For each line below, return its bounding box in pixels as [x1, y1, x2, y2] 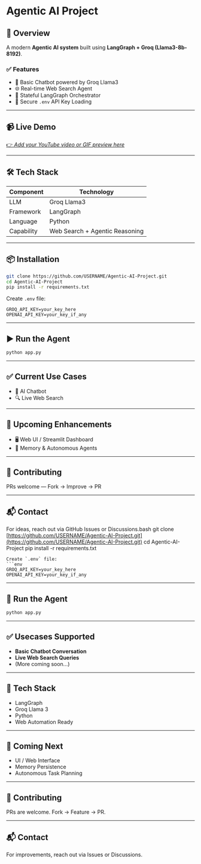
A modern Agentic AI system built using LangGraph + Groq [6, 44, 154, 51]
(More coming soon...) [14, 660, 70, 667]
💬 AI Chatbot [14, 387, 47, 395]
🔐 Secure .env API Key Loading [14, 98, 92, 105]
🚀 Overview [6, 28, 50, 38]
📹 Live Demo [6, 121, 56, 132]
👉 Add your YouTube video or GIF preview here [6, 141, 125, 148]
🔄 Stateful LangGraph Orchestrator [14, 91, 101, 99]
